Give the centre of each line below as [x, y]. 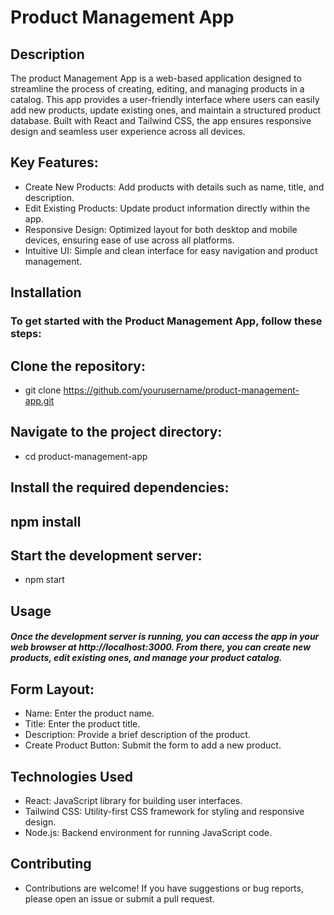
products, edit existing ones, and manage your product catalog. [146, 658]
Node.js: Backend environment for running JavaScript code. [148, 832]
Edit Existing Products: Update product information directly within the [167, 208]
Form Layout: [52, 689]
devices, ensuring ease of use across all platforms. [129, 240]
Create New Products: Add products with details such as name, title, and [174, 187]
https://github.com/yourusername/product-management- [181, 390]
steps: [26, 334]
